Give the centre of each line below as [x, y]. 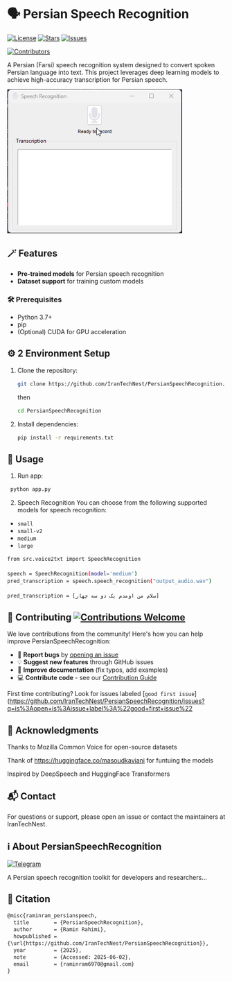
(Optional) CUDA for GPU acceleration [72, 332]
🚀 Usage [25, 459]
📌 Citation [29, 899]
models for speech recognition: [62, 510]
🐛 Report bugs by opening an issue [68, 655]
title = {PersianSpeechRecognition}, [79, 923]
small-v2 [30, 532]
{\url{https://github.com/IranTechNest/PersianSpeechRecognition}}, [108, 944]
